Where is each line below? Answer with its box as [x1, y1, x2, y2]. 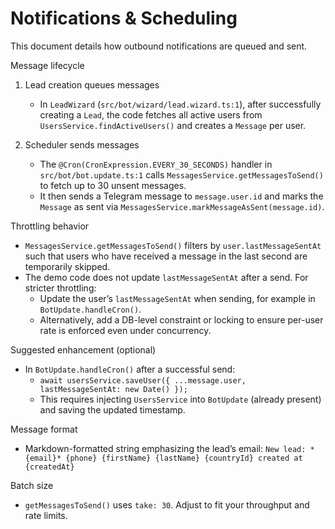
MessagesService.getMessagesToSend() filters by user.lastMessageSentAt [24, 239, 322, 251]
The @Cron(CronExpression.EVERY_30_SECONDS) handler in [39, 158, 273, 170]
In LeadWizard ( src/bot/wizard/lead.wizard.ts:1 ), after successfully [39, 98, 322, 110]
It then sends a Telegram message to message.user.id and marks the [39, 190, 324, 202]
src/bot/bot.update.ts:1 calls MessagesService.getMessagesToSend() [39, 168, 324, 181]
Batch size [10, 479, 54, 491]
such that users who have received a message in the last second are [24, 250, 308, 262]
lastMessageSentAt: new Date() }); [39, 384, 188, 394]
